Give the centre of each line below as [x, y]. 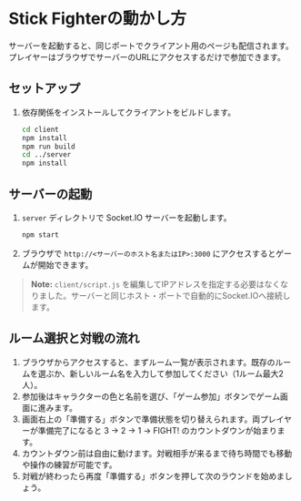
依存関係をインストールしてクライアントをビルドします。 [129, 112]
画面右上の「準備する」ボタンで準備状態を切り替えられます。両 [141, 419]
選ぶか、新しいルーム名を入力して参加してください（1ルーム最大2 [161, 373]
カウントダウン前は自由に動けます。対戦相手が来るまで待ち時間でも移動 [157, 453]
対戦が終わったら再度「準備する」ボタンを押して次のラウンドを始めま [153, 475]
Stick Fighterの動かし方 [98, 19]
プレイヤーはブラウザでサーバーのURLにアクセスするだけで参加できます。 [147, 56]
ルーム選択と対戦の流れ [74, 338]
